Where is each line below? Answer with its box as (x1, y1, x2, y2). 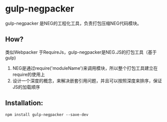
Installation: (5, 99, 44, 107)
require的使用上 (12, 71, 45, 77)
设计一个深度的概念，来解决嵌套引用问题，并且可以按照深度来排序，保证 (12, 77, 162, 83)
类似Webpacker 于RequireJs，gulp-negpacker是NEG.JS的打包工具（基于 (5, 49, 157, 55)
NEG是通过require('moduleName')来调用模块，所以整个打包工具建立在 (12, 65, 158, 71)
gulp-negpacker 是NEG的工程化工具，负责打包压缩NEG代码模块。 (5, 20, 142, 26)
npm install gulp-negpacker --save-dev (5, 112, 89, 117)
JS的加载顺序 (12, 84, 40, 90)
